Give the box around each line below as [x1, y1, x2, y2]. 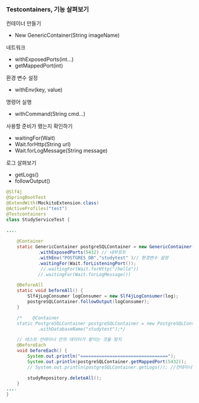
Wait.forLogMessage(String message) [14, 147, 108, 154]
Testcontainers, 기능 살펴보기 [6, 5, 89, 13]
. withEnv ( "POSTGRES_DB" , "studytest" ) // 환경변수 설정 [37, 255, 169, 261]
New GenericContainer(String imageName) [14, 31, 120, 39]
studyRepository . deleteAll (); [27, 375, 102, 381]
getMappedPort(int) [14, 62, 63, 69]
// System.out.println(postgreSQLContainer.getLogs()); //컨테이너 [27, 364, 192, 370]
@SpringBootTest [6, 195, 46, 201]
